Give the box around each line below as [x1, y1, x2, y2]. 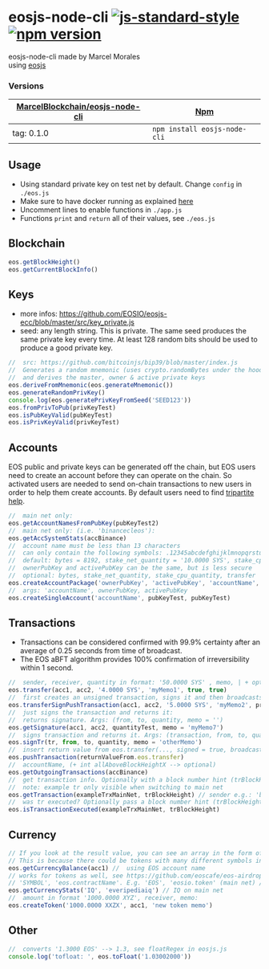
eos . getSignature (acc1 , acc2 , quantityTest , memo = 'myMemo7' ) [8, 723, 224, 731]
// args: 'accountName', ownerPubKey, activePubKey [8, 587, 188, 595]
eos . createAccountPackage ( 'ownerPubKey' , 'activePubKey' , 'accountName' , [8, 579, 260, 587]
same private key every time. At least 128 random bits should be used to [19, 334, 258, 345]
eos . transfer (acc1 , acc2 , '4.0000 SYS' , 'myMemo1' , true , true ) [8, 686, 227, 694]
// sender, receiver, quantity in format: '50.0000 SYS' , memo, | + [8, 679, 249, 687]
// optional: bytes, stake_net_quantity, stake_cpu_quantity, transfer [8, 571, 256, 580]
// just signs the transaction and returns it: [8, 708, 174, 717]
